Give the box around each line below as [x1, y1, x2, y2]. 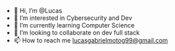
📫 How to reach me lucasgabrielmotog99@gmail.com [13, 37, 168, 44]
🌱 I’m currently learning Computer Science [13, 21, 135, 29]
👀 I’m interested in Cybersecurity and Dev [13, 14, 132, 22]
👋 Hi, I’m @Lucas [13, 7, 63, 14]
